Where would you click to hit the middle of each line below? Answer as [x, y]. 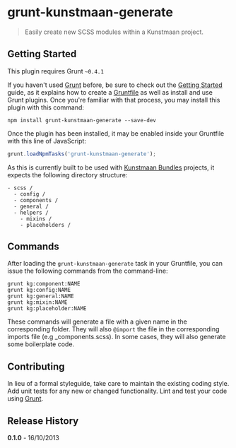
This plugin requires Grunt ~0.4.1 [56, 71]
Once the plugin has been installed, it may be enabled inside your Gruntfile [116, 133]
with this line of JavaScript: [47, 141]
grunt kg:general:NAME [41, 296]
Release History [43, 421]
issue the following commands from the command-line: [88, 271]
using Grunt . [25, 399]
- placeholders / [46, 225]
